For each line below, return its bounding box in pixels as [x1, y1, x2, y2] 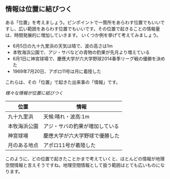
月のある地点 [8, 141, 39, 148]
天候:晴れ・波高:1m [43, 113, 90, 120]
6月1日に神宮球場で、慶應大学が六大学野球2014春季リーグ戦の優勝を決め [12, 55, 165, 62]
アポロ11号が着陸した [43, 141, 96, 148]
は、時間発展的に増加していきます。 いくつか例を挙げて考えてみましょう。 [5, 32, 161, 38]
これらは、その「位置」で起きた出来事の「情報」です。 [5, 79, 121, 85]
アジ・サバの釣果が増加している [43, 123, 119, 130]
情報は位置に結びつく [5, 5, 72, 14]
